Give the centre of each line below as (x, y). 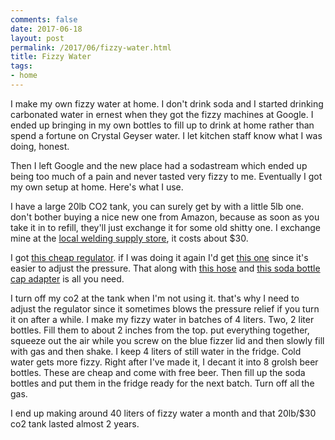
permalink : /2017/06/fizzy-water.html (91, 47)
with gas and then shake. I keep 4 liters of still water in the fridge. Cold (156, 351)
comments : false (44, 19)
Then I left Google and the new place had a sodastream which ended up (159, 165)
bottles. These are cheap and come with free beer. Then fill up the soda (158, 372)
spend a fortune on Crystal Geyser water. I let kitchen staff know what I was (166, 135)
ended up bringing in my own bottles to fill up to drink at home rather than (162, 125)
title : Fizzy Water (51, 57)
